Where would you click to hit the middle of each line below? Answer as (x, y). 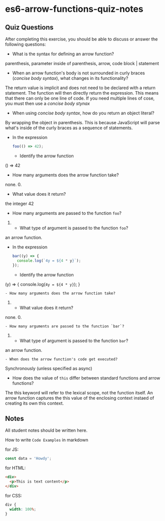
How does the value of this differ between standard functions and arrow (86, 378)
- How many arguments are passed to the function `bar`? (65, 326)
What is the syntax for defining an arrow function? (63, 54)
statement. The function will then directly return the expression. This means (82, 93)
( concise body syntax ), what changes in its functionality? (70, 78)
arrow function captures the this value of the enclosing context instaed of (80, 398)
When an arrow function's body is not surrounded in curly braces (79, 73)
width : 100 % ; (23, 509)
